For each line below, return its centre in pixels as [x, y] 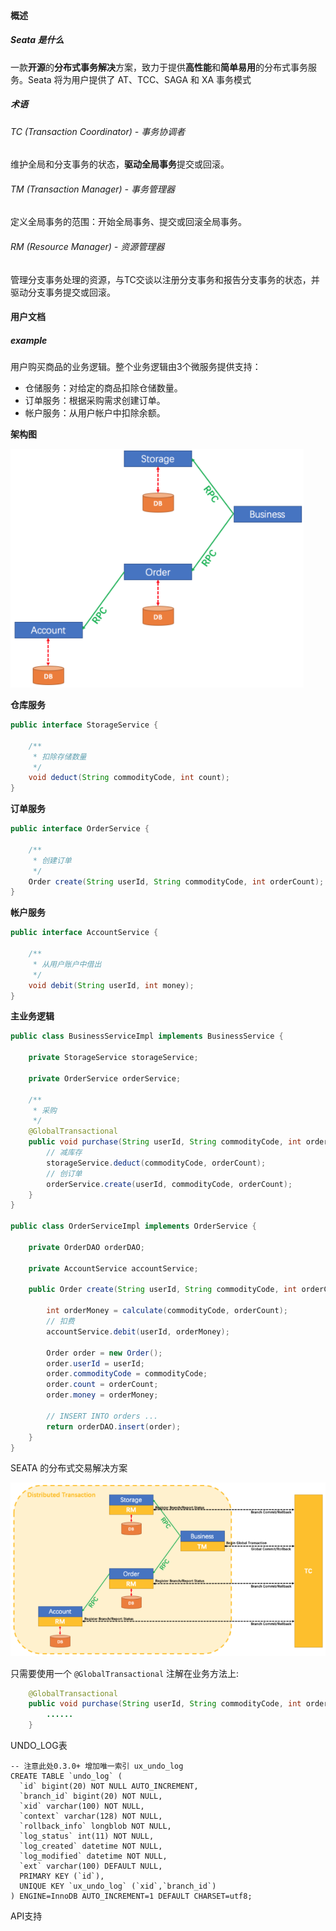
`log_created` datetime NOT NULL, [91, 1846]
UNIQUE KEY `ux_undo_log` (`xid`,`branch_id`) [118, 1886]
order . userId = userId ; [95, 1363]
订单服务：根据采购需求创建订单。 [95, 401]
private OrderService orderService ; [105, 1078]
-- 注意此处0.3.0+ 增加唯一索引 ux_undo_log [97, 1766]
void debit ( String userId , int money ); [111, 985]
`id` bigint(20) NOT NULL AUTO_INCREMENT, [109, 1786]
